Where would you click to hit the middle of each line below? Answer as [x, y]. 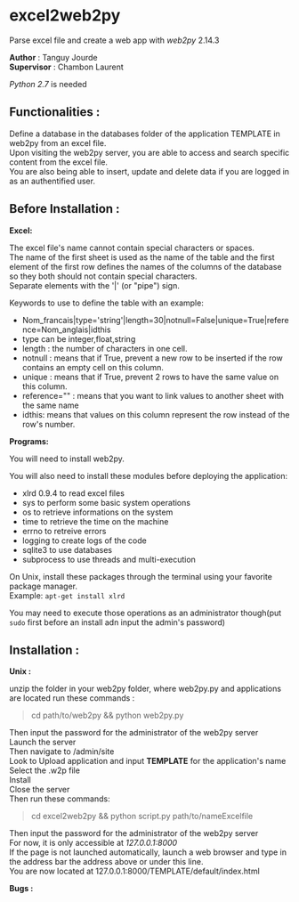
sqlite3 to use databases [67, 549]
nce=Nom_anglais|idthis [66, 329]
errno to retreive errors [64, 531]
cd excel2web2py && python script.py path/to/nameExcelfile [142, 817]
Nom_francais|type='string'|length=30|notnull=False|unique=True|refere [155, 320]
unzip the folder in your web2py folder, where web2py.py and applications [145, 689]
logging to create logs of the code [84, 540]
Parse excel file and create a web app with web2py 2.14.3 [114, 40]
